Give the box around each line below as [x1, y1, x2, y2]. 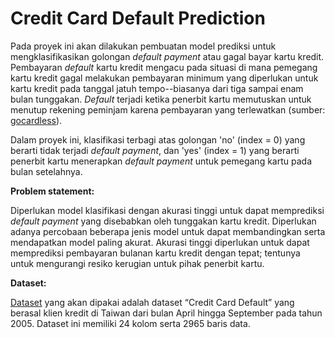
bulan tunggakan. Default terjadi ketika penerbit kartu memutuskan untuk [10, 93, 312, 105]
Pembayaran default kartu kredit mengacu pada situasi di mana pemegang [10, 61, 318, 73]
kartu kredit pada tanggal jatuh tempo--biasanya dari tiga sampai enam [10, 82, 304, 94]
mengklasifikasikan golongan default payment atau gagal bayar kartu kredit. [10, 50, 325, 62]
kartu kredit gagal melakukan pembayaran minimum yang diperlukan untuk [10, 72, 319, 84]
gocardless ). [10, 114, 63, 126]
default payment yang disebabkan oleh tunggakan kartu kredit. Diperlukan [10, 215, 317, 227]
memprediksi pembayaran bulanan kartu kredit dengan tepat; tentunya [10, 247, 301, 259]
